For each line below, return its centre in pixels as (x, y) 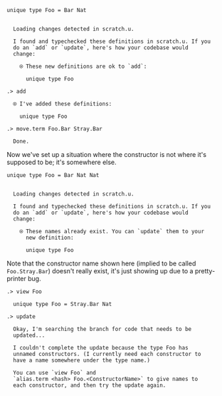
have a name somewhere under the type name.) (82, 360)
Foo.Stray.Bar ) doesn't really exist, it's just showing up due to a (100, 271)
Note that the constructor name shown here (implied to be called (101, 263)
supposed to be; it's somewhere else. (62, 162)
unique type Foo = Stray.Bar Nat (63, 304)
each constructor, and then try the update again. (90, 385)
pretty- (205, 271)
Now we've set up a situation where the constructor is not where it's (107, 154)
